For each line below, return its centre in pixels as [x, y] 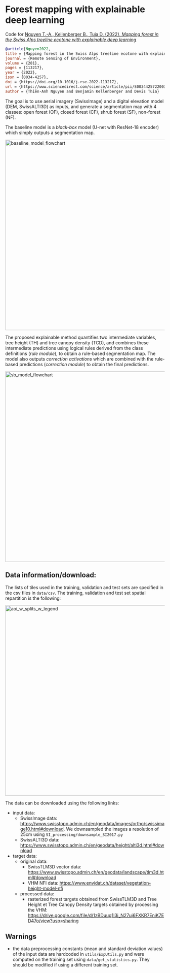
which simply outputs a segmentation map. [50, 133]
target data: [25, 856]
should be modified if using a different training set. [65, 965]
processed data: [37, 894]
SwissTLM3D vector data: [55, 866]
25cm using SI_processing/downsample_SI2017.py [71, 834]
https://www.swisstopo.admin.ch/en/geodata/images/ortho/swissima [92, 823]
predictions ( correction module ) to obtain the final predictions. [84, 364]
